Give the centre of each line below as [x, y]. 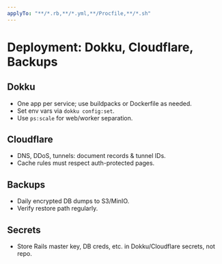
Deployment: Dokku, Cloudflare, [100, 47]
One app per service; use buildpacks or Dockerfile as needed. [105, 103]
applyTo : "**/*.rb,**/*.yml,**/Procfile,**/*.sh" [79, 13]
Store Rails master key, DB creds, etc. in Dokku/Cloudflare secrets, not [116, 246]
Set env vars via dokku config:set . [66, 111]
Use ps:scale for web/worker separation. [75, 118]
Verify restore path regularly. [57, 209]
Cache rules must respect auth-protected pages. [86, 163]
